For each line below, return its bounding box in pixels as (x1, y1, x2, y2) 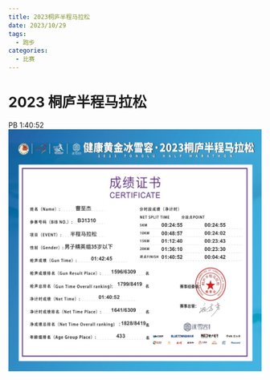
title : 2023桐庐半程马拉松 (8, 13, 90, 21)
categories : (8, 46, 48, 55)
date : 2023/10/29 (8, 21, 67, 30)
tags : (8, 30, 27, 38)
